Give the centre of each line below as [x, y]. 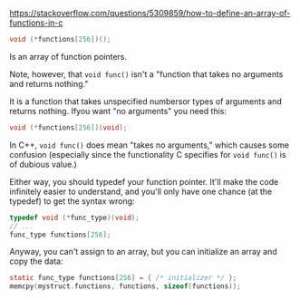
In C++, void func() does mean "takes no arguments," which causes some [150, 145]
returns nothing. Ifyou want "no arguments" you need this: [118, 111]
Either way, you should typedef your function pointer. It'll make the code [144, 181]
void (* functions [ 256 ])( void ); [68, 127]
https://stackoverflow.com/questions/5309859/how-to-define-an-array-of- [150, 13]
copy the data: [36, 261]
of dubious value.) [43, 164]
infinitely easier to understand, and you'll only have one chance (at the [141, 191]
